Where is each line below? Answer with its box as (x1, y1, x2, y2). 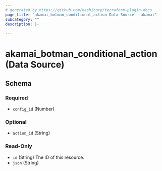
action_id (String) (12, 130, 50, 136)
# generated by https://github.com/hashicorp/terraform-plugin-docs (5, 7, 152, 13)
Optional (5, 118, 27, 125)
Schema (5, 79, 32, 88)
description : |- (5, 21, 39, 27)
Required (5, 94, 28, 101)
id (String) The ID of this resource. (12, 154, 85, 160)
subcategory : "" (5, 17, 39, 22)
